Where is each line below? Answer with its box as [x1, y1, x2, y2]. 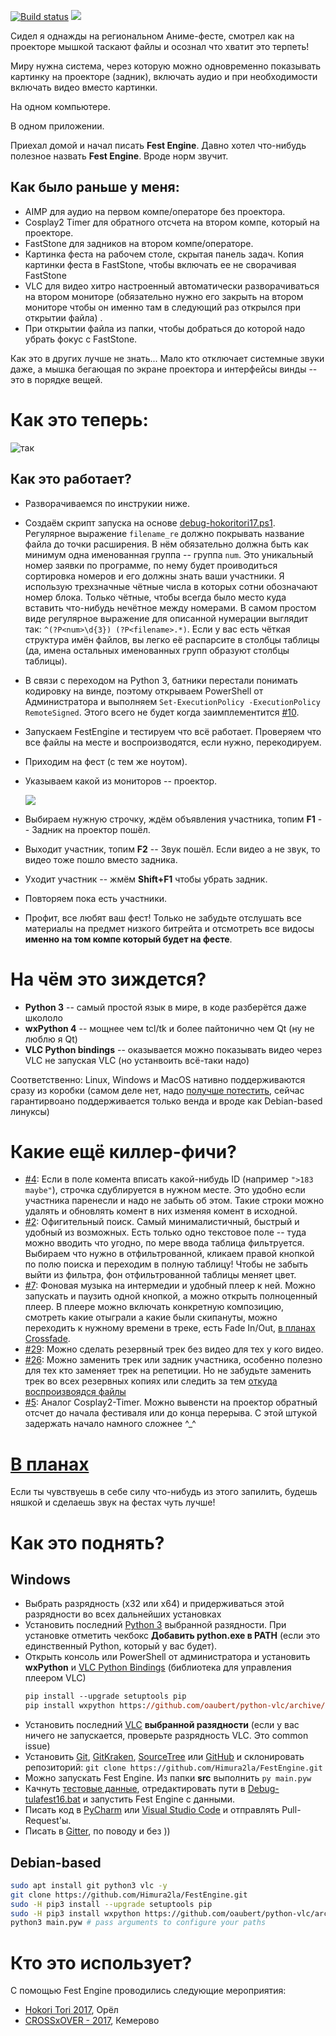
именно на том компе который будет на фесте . [24, 933, 233, 945]
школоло [24, 1011, 63, 1024]
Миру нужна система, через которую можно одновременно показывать [10, 60, 322, 72]
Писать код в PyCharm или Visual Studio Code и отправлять [24, 1804, 280, 1816]
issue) [24, 1740, 51, 1752]
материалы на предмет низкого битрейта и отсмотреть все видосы [24, 922, 315, 934]
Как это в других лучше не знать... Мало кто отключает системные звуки [10, 352, 325, 364]
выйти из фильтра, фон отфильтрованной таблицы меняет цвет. [24, 1269, 297, 1281]
